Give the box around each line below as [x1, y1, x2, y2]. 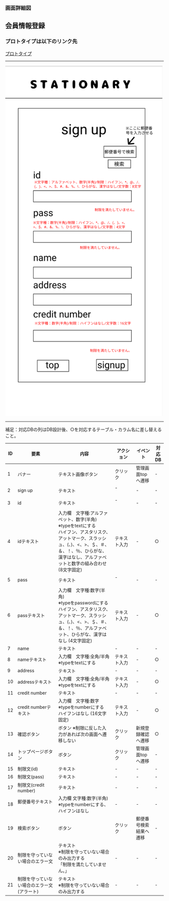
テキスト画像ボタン [58, 471, 98, 477]
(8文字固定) [58, 567, 82, 573]
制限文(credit [17, 782, 45, 788]
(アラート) [17, 888, 39, 894]
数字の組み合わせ [71, 561, 107, 567]
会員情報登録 [5, 22, 45, 30]
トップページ [17, 748, 44, 754]
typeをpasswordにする [61, 599, 109, 606]
